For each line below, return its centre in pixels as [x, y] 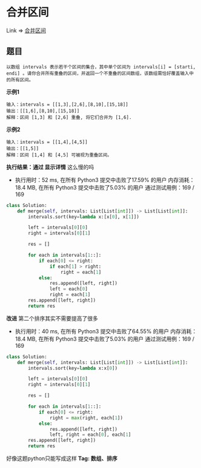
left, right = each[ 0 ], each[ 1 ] [90, 435]
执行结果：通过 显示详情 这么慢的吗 [50, 167]
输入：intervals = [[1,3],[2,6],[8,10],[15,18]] [68, 104]
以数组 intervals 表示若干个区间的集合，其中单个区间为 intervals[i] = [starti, [101, 67]
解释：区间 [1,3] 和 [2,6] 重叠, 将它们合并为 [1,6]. [69, 117]
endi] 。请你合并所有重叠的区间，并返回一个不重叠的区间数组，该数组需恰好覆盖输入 [98, 73]
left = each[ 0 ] [68, 289]
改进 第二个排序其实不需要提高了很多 [52, 318]
